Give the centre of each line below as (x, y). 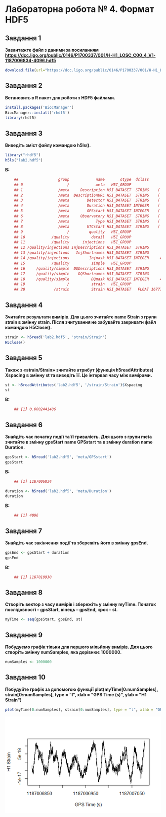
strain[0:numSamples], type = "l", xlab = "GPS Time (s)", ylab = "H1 (76, 694)
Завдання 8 (24, 593)
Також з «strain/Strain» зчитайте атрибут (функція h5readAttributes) (80, 370)
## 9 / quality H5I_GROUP (73, 232)
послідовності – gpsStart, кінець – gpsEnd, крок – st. (62, 610)
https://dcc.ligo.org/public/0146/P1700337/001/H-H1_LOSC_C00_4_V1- (80, 55)
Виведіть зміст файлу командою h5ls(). (48, 146)
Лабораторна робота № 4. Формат (80, 9)
